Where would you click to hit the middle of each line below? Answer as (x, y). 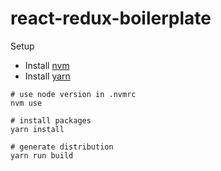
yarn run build (42, 155)
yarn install (37, 129)
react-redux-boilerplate (111, 18)
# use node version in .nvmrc (73, 94)
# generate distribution (62, 147)
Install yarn (47, 76)
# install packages (51, 120)
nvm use (26, 103)
